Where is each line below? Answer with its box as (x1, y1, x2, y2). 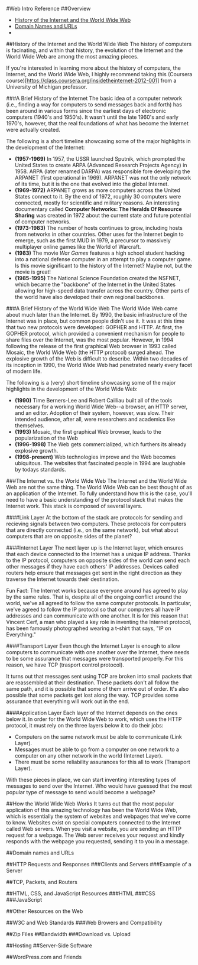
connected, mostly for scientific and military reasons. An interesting (14, 199, 180, 206)
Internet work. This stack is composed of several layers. (6, 502, 143, 509)
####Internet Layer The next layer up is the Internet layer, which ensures (6, 544, 184, 551)
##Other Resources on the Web (6, 908, 83, 915)
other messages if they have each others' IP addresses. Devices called (6, 563, 179, 570)
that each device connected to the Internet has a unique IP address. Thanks (6, 551, 191, 557)
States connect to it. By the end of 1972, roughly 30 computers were (14, 193, 181, 200)
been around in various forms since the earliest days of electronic (6, 108, 167, 114)
